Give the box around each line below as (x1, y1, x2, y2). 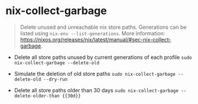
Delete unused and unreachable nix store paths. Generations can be (20, 24, 187, 31)
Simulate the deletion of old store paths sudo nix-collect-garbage (14, 70, 176, 77)
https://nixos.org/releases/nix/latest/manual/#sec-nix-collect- (20, 36, 171, 43)
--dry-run (43, 76, 68, 82)
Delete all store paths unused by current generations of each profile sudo (14, 53, 192, 61)
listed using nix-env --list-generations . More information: (20, 29, 165, 36)
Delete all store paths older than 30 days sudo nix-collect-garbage (14, 86, 179, 93)
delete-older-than (14, 93, 60, 99)
